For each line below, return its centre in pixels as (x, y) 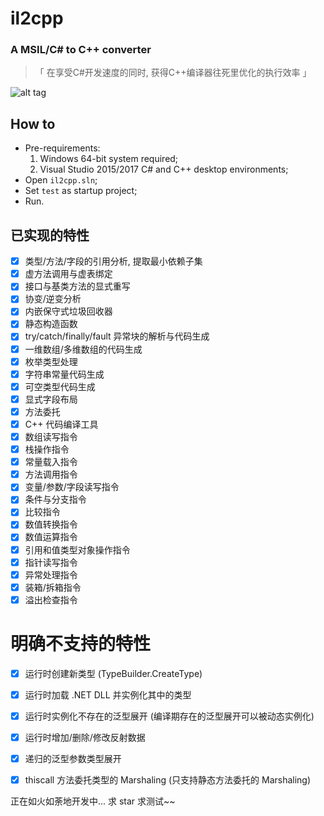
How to (33, 123)
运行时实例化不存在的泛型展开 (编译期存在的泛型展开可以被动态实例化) (169, 716)
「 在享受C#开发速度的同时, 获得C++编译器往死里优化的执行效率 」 (173, 73)
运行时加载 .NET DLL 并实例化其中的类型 (108, 694)
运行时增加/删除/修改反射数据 (85, 737)
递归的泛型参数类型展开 (73, 759)
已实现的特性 (50, 235)
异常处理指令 (51, 574)
